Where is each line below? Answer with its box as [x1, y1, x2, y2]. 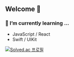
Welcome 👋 [5, 5, 41, 13]
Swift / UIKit [12, 36, 37, 42]
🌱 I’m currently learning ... [5, 20, 70, 27]
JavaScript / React [12, 31, 51, 37]
